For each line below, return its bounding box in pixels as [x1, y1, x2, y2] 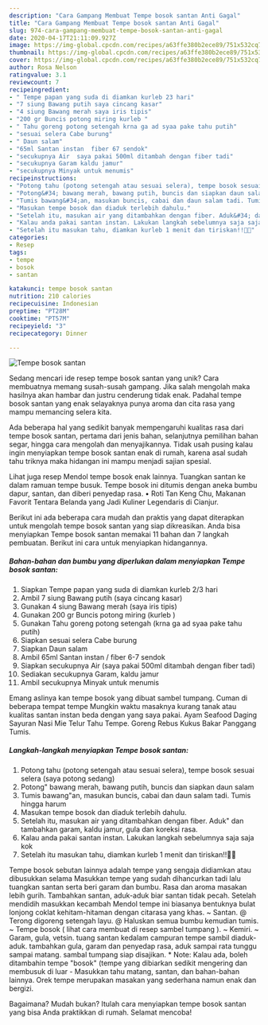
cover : [9, 57, 31, 64]
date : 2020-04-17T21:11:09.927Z [9, 33, 116, 42]
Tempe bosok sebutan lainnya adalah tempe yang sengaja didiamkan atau [9, 865, 251, 875]
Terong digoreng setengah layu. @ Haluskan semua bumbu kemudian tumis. [9, 916, 259, 926]
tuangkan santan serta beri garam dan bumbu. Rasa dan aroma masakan [9, 883, 247, 892]
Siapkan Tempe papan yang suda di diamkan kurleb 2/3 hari [20, 585, 218, 594]
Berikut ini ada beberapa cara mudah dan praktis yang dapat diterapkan [9, 512, 245, 522]
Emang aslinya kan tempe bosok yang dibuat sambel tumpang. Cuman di [9, 693, 248, 703]
